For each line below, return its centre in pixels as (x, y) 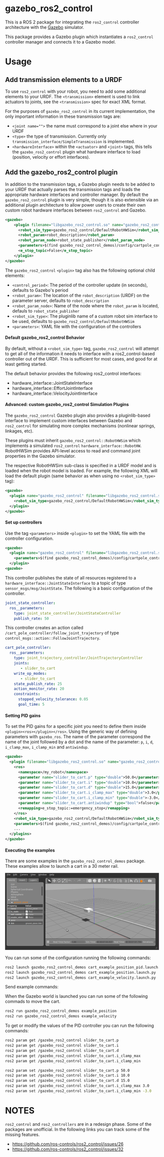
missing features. (22, 1135)
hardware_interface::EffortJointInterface (52, 388)
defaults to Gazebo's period (40, 290)
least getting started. (26, 364)
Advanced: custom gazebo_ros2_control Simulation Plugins (67, 405)
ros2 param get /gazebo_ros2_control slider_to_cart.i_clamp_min (73, 1061)
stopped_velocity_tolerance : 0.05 (53, 699)
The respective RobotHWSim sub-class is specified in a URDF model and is (81, 466)
